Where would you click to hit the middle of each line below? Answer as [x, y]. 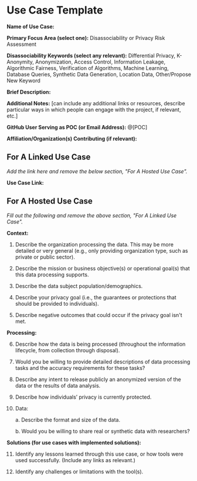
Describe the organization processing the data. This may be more [94, 244]
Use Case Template [55, 10]
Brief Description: [29, 92]
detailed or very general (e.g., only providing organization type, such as [101, 250]
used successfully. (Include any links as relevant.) [75, 460]
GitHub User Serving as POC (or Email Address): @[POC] [77, 127]
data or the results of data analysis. [58, 385]
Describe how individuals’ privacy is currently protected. [83, 397]
